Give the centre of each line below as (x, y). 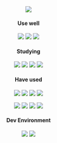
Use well (29, 23)
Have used (29, 79)
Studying (29, 51)
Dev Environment (29, 120)
